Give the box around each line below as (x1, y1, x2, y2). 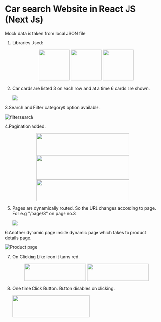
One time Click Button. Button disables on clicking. (12, 285, 115, 291)
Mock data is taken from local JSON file (5, 30, 86, 36)
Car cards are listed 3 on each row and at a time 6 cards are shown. (12, 85, 150, 91)
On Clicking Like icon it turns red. (12, 253, 80, 260)
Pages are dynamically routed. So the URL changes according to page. (12, 205, 156, 211)
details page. (5, 235, 32, 241)
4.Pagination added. (5, 123, 46, 129)
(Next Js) (5, 14, 44, 25)
